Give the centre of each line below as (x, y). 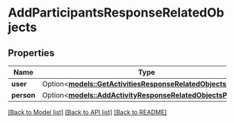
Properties (31, 53)
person (23, 95)
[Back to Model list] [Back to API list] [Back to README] (87, 112)
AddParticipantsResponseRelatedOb (116, 13)
